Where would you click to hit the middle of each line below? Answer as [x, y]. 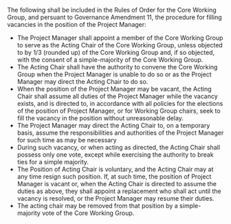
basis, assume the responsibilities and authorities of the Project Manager [120, 133]
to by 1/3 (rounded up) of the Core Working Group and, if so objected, [116, 52]
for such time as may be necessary [67, 140]
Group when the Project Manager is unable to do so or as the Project [114, 74]
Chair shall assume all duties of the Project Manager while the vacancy [117, 96]
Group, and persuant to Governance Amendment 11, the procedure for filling [114, 17]
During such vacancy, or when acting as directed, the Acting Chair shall [119, 147]
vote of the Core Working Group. [88, 213]
